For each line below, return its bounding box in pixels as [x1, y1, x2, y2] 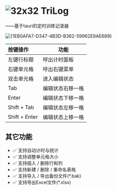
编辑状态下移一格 [43, 94, 84, 101]
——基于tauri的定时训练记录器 [5, 23, 69, 29]
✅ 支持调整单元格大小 [12, 154, 59, 160]
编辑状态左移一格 [43, 104, 84, 111]
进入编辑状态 [43, 75, 74, 82]
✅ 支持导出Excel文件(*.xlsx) [12, 179, 71, 185]
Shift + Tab [8, 103, 34, 111]
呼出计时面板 [43, 56, 74, 63]
